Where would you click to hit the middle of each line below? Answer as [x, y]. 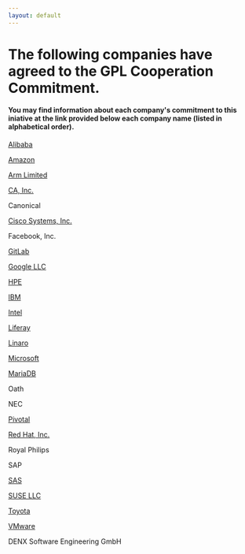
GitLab [19, 251]
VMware [22, 526]
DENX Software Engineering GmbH [65, 541]
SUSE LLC [25, 496]
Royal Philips [29, 450]
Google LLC [27, 267]
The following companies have [110, 54]
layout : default [35, 15]
